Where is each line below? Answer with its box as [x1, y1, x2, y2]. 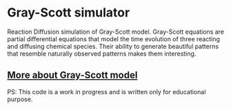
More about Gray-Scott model [7, 69, 138, 81]
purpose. [7, 95, 33, 103]
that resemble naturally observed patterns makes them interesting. [7, 49, 197, 58]
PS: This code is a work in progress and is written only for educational [7, 87, 206, 96]
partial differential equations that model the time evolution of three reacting [7, 34, 221, 43]
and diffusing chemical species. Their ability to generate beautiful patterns [7, 42, 219, 50]
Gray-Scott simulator [7, 5, 130, 21]
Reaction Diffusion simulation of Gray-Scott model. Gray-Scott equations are [7, 27, 225, 36]
